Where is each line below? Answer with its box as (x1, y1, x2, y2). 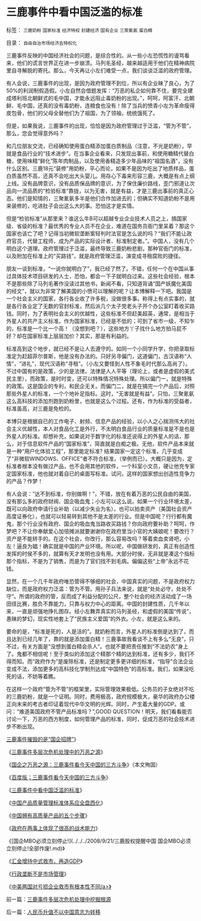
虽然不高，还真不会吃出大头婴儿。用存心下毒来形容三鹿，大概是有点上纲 (16, 172, 195, 180)
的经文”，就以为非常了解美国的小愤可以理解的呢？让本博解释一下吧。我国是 (6, 287, 193, 294)
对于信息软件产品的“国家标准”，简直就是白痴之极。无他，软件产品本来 (16, 440, 190, 447)
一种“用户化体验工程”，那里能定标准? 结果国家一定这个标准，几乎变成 (11, 447, 183, 455)
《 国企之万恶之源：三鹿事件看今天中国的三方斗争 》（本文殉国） (6, 761, 161, 768)
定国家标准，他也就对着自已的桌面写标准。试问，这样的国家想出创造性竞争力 (6, 470, 195, 477)
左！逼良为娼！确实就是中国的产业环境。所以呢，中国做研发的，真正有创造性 (6, 542, 195, 549)
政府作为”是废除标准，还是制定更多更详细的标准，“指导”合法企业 (35, 658, 194, 665)
